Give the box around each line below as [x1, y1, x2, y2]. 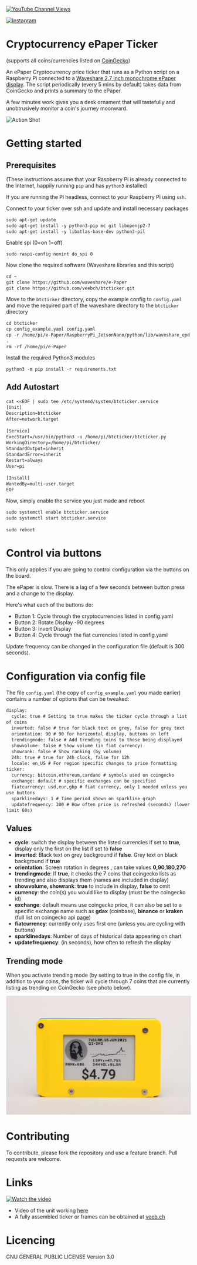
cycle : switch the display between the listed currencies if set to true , [14, 839, 181, 846]
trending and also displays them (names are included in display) [14, 877, 169, 884]
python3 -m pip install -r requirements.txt [6, 366, 117, 372]
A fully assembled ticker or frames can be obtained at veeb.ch [14, 1213, 165, 1220]
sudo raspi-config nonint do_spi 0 [6, 251, 93, 257]
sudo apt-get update [6, 217, 57, 223]
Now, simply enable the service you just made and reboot [6, 497, 145, 504]
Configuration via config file [6, 670, 146, 683]
